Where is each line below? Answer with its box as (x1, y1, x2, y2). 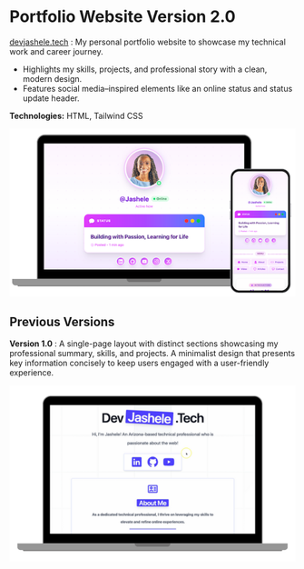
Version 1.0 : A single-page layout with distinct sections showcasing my (9, 338, 279, 349)
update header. (22, 93, 80, 104)
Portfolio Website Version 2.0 (9, 6, 236, 27)
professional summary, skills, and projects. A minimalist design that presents (9, 348, 296, 359)
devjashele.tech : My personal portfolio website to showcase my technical (9, 36, 286, 47)
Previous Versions (9, 314, 115, 329)
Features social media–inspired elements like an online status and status (22, 83, 293, 94)
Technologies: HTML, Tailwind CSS (9, 110, 143, 121)
